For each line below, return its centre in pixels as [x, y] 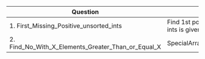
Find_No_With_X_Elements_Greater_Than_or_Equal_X [85, 47]
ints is [175, 29]
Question [85, 12]
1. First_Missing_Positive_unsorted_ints [66, 26]
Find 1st [179, 22]
